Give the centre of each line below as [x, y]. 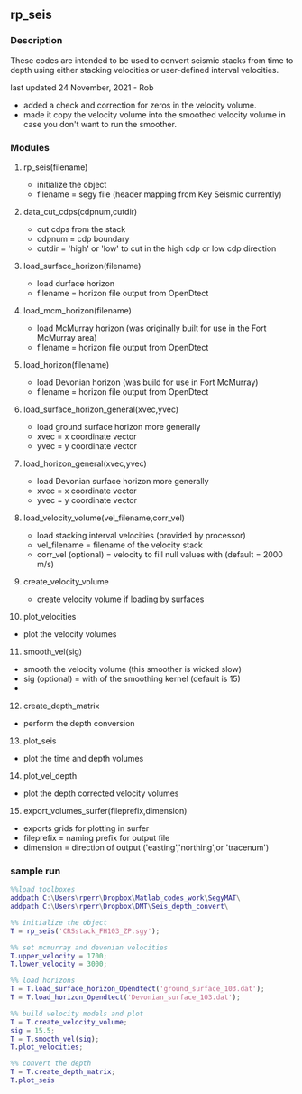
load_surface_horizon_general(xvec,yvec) [101, 409]
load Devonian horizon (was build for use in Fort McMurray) [147, 382]
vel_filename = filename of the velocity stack [120, 545]
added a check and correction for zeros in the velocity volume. [140, 105]
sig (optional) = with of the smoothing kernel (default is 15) [132, 678]
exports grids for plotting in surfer [86, 828]
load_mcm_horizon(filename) [77, 310]
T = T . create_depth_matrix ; [63, 1072]
